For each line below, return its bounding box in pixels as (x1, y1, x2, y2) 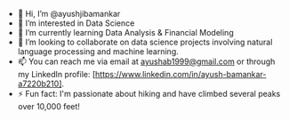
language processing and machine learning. (17, 46, 180, 57)
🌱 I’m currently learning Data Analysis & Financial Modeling (17, 28, 234, 37)
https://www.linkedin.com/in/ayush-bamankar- (94, 69, 267, 79)
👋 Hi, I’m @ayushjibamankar (17, 9, 121, 19)
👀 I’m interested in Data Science (17, 18, 135, 28)
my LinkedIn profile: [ (17, 69, 96, 79)
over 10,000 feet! (17, 101, 80, 111)
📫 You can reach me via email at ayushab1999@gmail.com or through (17, 56, 276, 67)
